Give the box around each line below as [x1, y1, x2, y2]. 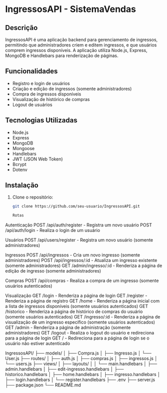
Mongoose [12, 145, 35, 151]
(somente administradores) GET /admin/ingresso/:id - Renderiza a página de [5, 262, 163, 268]
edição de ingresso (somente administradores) [5, 268, 101, 274]
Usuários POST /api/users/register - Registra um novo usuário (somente [5, 237, 154, 243]
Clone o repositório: [12, 194, 53, 200]
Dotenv [12, 166, 27, 172]
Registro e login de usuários [12, 80, 70, 86]
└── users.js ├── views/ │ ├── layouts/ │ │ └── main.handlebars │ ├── [5, 361, 158, 367]
